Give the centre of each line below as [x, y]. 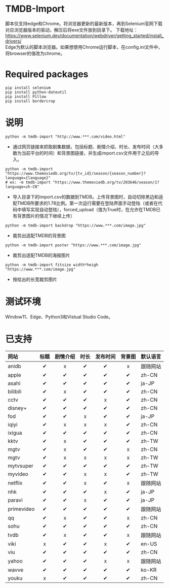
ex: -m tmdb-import [30, 182]
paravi [15, 500]
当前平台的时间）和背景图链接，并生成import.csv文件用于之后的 [88, 153]
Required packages [47, 74]
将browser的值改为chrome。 [35, 53]
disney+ [17, 408]
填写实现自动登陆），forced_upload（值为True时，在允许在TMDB [89, 209]
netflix [15, 483]
